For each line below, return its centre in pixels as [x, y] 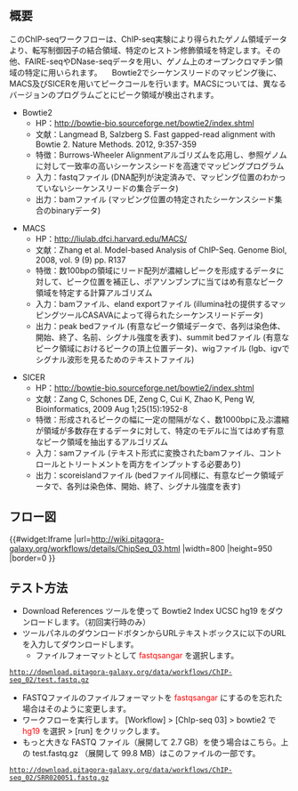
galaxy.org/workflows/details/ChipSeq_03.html [95, 548]
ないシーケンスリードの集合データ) [115, 188]
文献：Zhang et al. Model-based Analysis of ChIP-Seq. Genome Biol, [161, 250]
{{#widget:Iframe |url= [50, 539]
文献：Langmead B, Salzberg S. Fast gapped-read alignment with [155, 134]
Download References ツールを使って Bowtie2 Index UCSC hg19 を [145, 611]
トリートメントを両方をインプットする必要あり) [154, 464]
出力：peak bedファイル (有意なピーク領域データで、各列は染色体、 [160, 326]
